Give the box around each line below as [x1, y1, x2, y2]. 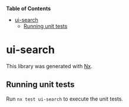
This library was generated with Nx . [6, 62, 92, 69]
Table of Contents [6, 5, 51, 12]
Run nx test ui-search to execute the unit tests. [6, 95, 124, 102]
